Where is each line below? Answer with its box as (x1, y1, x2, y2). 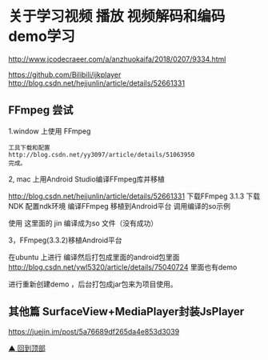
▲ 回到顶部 (8, 343, 46, 353)
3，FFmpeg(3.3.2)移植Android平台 (8, 235, 122, 245)
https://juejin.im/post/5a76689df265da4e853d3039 (8, 326, 180, 336)
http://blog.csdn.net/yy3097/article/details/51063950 (8, 150, 195, 158)
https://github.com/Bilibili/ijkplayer (8, 70, 122, 79)
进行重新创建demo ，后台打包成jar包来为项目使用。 (8, 279, 178, 289)
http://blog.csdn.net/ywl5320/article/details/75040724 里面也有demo (8, 262, 238, 272)
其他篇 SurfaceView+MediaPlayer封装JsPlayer (8, 305, 245, 318)
